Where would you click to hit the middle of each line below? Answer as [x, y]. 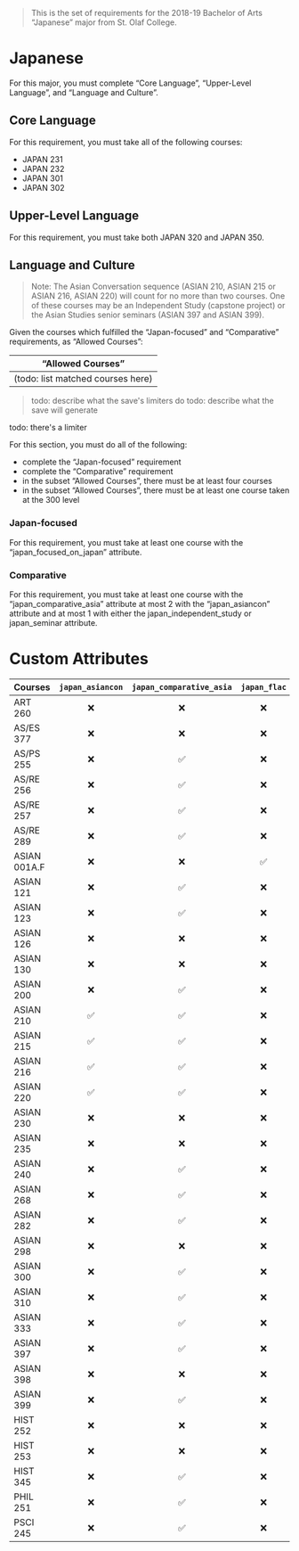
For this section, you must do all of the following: [98, 445]
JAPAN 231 [43, 159]
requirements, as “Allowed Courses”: [77, 341]
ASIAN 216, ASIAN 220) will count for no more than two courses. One [158, 296]
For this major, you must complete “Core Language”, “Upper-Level [130, 83]
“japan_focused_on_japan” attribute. [76, 552]
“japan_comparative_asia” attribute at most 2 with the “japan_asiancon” [140, 603]
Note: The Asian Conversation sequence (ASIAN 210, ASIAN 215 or [153, 287]
